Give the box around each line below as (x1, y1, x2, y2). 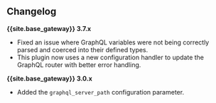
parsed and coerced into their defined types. (16, 45, 148, 54)
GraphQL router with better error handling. (16, 60, 141, 69)
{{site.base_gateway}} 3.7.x (6, 24, 92, 32)
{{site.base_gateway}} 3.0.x (6, 74, 93, 83)
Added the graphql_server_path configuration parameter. (16, 87, 185, 96)
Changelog (6, 6, 57, 18)
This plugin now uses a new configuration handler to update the (16, 53, 204, 61)
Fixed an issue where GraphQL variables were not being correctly (16, 38, 210, 47)
